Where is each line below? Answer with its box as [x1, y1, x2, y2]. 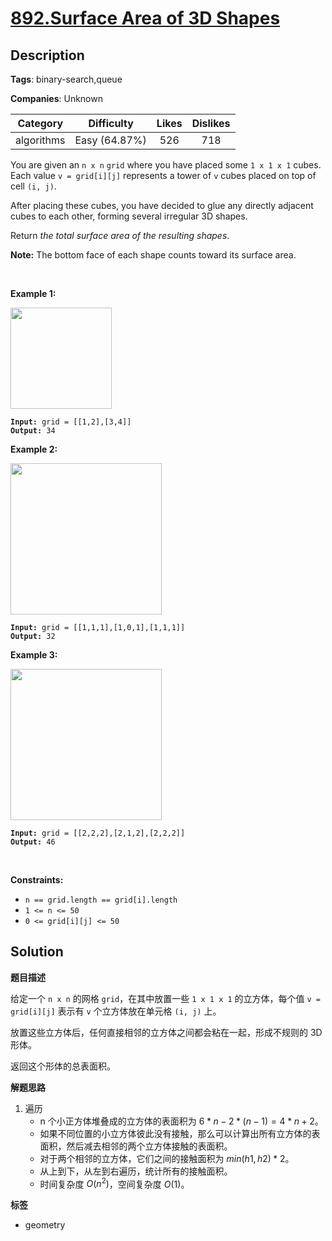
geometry [24, 1219, 66, 1231]
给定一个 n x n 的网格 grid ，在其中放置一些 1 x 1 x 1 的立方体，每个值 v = [10, 992, 321, 1004]
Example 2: [10, 443, 58, 455]
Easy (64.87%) [74, 133, 147, 147]
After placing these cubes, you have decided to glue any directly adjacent [10, 200, 314, 211]
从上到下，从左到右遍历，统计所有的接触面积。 [39, 1165, 233, 1177]
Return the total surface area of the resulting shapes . [10, 230, 230, 241]
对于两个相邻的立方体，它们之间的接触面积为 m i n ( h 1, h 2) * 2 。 [39, 1152, 295, 1164]
